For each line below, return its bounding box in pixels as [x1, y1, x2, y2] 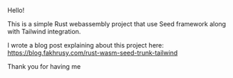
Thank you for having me [7, 62, 81, 70]
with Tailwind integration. [7, 28, 81, 35]
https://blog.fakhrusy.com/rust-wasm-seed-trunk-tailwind [7, 49, 178, 57]
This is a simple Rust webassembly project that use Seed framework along [7, 20, 227, 28]
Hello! [7, 6, 25, 14]
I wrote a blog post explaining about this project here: [7, 41, 164, 49]
